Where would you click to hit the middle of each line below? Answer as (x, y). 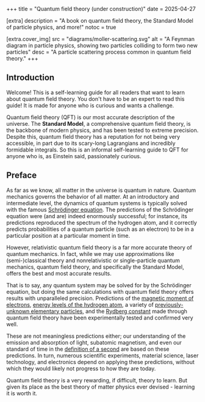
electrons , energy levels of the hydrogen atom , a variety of (80, 304)
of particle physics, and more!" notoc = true (61, 27)
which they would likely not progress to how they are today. (81, 368)
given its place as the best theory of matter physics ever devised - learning (101, 387)
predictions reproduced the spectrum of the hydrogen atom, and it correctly (102, 222)
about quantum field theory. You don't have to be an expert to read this (95, 99)
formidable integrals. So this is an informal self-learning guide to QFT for (97, 150)
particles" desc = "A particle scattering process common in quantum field (99, 52)
